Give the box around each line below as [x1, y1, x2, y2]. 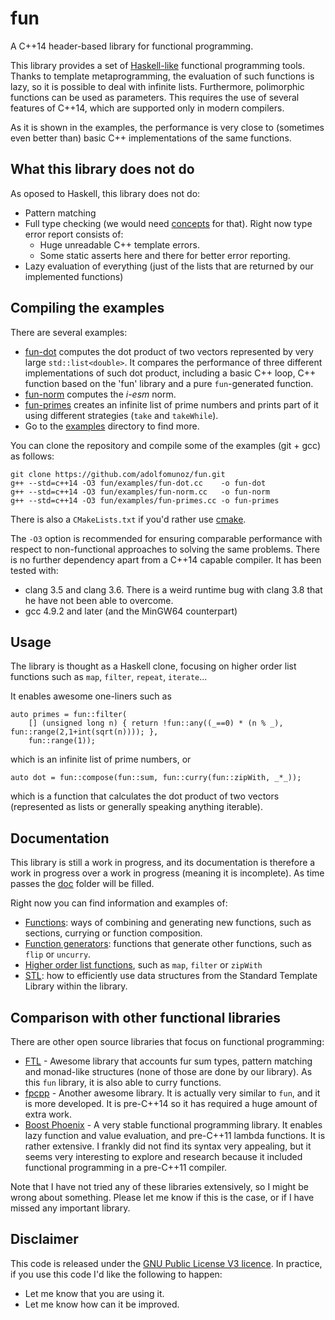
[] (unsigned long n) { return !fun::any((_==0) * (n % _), [28, 718, 284, 729]
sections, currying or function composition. [24, 927, 203, 939]
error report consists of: [24, 228, 124, 240]
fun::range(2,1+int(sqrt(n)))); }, [10, 727, 159, 737]
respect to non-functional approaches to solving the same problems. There [10, 543, 320, 555]
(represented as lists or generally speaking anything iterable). [10, 801, 263, 813]
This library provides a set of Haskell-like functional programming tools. [10, 59, 305, 71]
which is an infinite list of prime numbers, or [10, 753, 192, 766]
